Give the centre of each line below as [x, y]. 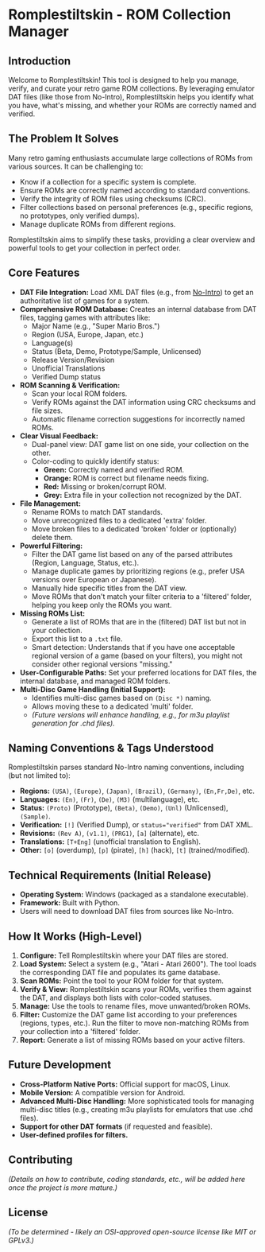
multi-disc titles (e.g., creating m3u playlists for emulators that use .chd [136, 1109]
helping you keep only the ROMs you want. [102, 605]
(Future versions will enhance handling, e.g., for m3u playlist [131, 714]
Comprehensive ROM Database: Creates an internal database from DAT [138, 309]
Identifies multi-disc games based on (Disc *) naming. [121, 698]
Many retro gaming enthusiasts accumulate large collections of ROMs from [131, 157]
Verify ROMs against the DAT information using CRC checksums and [144, 402]
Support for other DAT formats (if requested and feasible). [116, 1126]
